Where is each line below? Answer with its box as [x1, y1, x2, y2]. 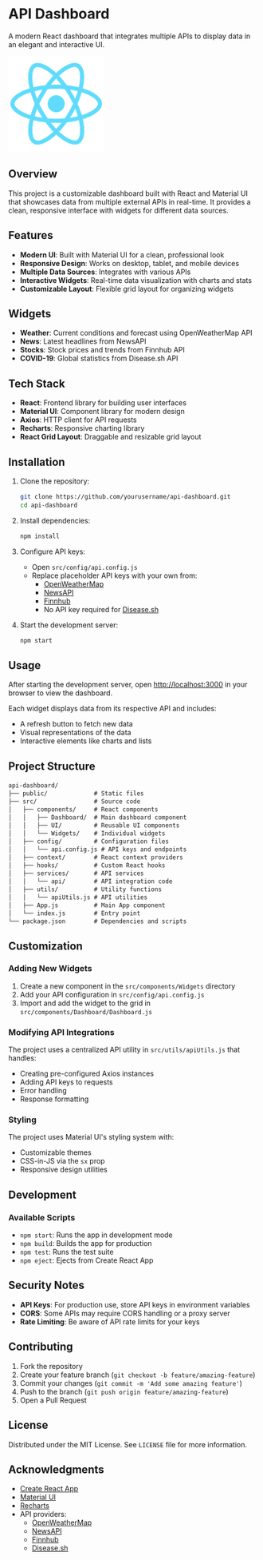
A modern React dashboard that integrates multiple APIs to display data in [8, 31, 251, 41]
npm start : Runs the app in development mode [19, 1230, 173, 1240]
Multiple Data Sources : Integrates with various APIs [19, 267, 191, 277]
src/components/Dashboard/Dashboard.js [19, 1008, 153, 1016]
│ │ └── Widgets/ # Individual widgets [8, 830, 166, 838]
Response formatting [19, 1094, 89, 1104]
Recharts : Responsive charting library [19, 424, 145, 433]
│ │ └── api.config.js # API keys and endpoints [8, 846, 187, 854]
